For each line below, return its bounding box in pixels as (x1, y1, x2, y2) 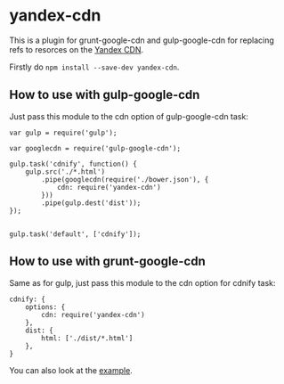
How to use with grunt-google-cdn (9, 254, 207, 269)
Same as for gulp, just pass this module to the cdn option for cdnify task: (9, 277, 276, 288)
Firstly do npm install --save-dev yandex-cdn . (9, 61, 180, 72)
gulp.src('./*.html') (25, 167, 105, 176)
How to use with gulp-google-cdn (9, 87, 200, 102)
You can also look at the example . (9, 364, 134, 375)
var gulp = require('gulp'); (9, 128, 118, 137)
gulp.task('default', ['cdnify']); (9, 229, 142, 239)
